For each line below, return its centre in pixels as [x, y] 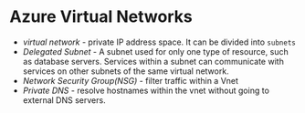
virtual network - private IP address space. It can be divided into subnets [159, 42]
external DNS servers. [64, 100]
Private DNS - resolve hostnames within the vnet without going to [146, 90]
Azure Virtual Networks [101, 17]
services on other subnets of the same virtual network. [126, 71]
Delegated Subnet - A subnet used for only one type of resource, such [156, 51]
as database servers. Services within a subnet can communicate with [153, 61]
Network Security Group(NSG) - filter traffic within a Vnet [131, 80]
